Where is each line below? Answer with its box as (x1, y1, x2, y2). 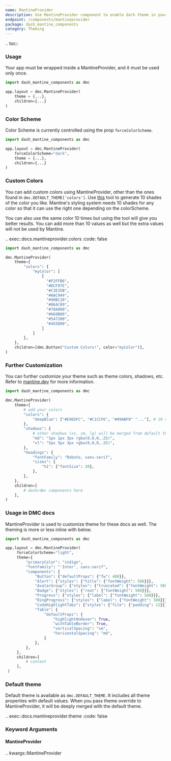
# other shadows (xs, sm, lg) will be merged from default (32, 431, 160, 436)
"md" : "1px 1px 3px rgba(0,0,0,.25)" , (32, 436, 115, 441)
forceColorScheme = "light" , (16, 550, 74, 555)
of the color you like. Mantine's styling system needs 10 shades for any (5, 199, 154, 206)
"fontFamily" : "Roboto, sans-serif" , (32, 454, 113, 460)
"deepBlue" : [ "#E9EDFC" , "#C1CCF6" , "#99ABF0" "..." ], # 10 (32, 417, 163, 422)
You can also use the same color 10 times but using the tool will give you (5, 215, 157, 221)
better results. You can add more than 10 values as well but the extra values (5, 220, 164, 226)
